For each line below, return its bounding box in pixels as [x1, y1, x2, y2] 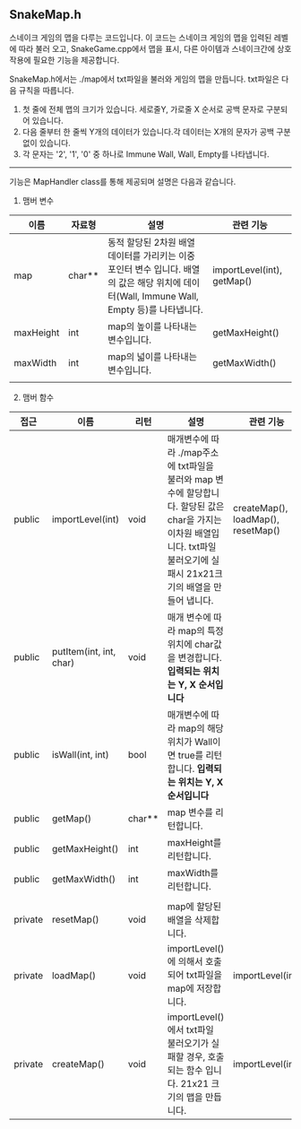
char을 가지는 [167, 513, 222, 525]
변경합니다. [177, 651, 222, 664]
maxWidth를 [167, 866, 219, 879]
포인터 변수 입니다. [107, 263, 182, 275]
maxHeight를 [167, 836, 222, 848]
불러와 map [167, 473, 213, 485]
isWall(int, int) [52, 748, 109, 760]
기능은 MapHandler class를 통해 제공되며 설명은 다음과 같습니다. [9, 176, 236, 187]
